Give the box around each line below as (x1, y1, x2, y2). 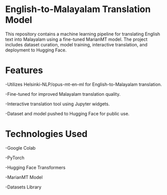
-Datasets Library (5, 184, 42, 190)
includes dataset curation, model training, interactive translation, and (5, 41, 147, 47)
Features (5, 64, 43, 76)
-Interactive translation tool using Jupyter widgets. (5, 101, 110, 107)
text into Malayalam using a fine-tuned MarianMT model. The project (5, 36, 148, 42)
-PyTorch (5, 155, 25, 161)
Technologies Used (5, 128, 88, 140)
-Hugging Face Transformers (5, 164, 66, 170)
